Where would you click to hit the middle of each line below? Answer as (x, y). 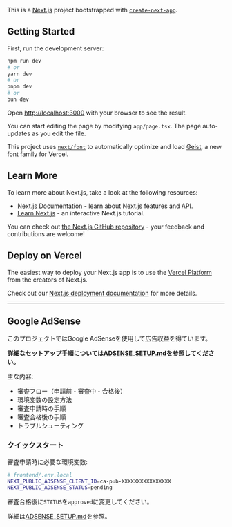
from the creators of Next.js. (47, 280)
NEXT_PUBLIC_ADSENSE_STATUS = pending (60, 488)
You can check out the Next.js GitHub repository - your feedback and (106, 227)
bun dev (18, 99)
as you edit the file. (59, 133)
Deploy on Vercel (45, 256)
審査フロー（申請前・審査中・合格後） (71, 391)
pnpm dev (20, 87)
